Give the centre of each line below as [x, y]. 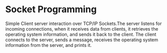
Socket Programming [51, 9]
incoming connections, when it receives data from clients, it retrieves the [82, 29]
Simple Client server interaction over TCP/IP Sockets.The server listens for [83, 23]
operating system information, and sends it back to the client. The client [81, 34]
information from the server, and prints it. [49, 45]
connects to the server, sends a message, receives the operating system [82, 40]
